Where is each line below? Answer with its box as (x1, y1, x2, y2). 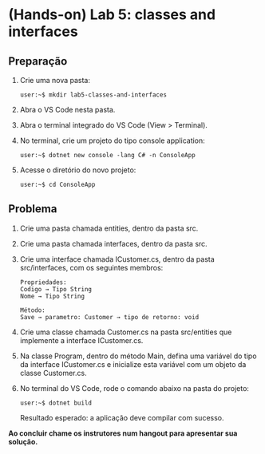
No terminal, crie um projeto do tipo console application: (19, 136, 205, 145)
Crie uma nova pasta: (19, 76, 90, 85)
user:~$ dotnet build (19, 399, 92, 407)
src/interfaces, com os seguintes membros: (19, 263, 164, 272)
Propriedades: (19, 278, 67, 286)
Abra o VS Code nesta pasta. (19, 105, 116, 114)
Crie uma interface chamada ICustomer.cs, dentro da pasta (19, 254, 216, 264)
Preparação (8, 54, 68, 68)
